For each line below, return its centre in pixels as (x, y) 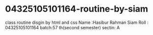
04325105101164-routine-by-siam (77, 9)
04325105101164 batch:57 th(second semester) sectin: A (63, 27)
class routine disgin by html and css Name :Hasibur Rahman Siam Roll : (77, 22)
